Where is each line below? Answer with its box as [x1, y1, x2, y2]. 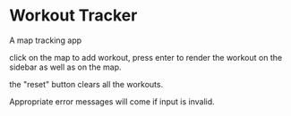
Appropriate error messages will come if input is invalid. [9, 95, 215, 107]
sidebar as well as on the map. [9, 62, 123, 72]
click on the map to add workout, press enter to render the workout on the [9, 52, 283, 62]
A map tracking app [9, 35, 82, 46]
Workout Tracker [9, 5, 138, 26]
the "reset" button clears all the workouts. [9, 79, 164, 89]
